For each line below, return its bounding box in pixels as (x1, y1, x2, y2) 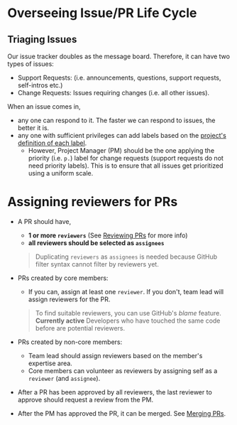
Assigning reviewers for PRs (7, 194, 178, 210)
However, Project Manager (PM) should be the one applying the (28, 146, 215, 154)
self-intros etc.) (17, 81, 63, 90)
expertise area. (28, 359, 72, 367)
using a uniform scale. (28, 169, 94, 177)
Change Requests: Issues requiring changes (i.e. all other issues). (17, 89, 210, 97)
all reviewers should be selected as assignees (28, 238, 165, 247)
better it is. (17, 124, 50, 132)
